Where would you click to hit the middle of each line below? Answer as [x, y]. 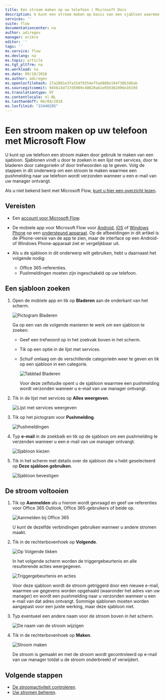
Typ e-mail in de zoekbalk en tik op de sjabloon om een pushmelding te [85, 436]
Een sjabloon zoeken [37, 289]
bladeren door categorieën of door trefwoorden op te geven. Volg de [75, 165]
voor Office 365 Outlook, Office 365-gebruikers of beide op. [73, 508]
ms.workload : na [22, 70]
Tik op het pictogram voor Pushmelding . [53, 417]
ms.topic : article [24, 60]
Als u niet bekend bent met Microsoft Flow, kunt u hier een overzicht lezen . [81, 190]
